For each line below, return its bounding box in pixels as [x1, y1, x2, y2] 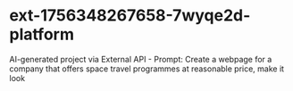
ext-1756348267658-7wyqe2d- [9, 5, 251, 26]
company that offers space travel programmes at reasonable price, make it [9, 63, 284, 74]
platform [9, 24, 74, 45]
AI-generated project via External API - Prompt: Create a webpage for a [9, 54, 272, 64]
